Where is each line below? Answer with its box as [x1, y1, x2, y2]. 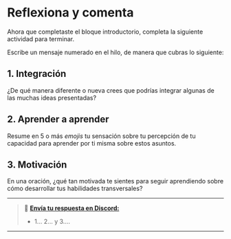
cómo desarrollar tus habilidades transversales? [7, 184, 143, 193]
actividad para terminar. [7, 34, 74, 43]
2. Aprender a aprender [7, 113, 109, 125]
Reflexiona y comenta [7, 5, 134, 21]
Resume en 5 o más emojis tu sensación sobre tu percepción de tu [7, 132, 196, 140]
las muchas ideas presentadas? [7, 93, 97, 102]
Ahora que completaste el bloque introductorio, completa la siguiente [7, 27, 203, 36]
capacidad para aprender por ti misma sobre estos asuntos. [7, 139, 177, 147]
